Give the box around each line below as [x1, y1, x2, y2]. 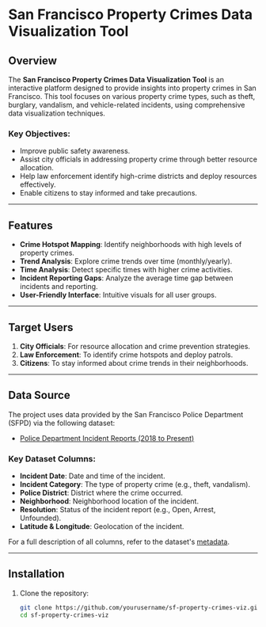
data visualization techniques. [8, 108, 105, 118]
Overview [8, 54, 58, 67]
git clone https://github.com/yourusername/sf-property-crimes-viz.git [19, 603, 261, 611]
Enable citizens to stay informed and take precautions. [19, 188, 198, 198]
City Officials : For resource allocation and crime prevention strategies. [19, 341, 251, 351]
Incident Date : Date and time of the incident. [19, 471, 165, 481]
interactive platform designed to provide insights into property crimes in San [8, 83, 257, 93]
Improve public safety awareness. [19, 146, 131, 156]
